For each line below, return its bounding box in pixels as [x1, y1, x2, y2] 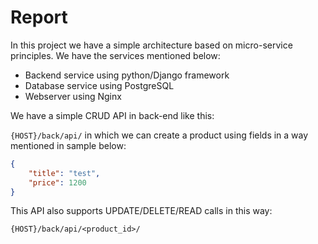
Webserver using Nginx [24, 90, 122, 102]
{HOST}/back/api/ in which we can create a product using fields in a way [10, 129, 309, 141]
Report [10, 6, 68, 29]
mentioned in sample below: [10, 139, 127, 151]
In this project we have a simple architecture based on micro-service [10, 39, 293, 51]
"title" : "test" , [28, 168, 101, 178]
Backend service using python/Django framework [24, 69, 230, 81]
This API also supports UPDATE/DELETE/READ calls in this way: [10, 205, 273, 217]
